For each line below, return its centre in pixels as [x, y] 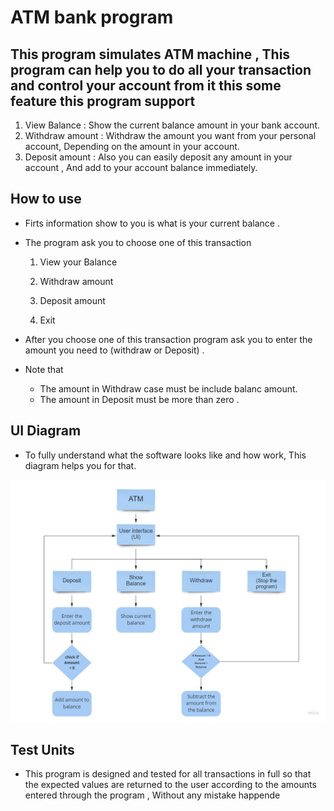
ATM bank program [92, 17]
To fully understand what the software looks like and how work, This [165, 455]
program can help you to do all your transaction [161, 69]
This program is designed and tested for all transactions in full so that [168, 774]
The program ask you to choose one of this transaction [138, 242]
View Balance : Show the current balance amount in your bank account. [172, 125]
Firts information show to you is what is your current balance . [152, 223]
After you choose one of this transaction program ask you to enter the [168, 339]
